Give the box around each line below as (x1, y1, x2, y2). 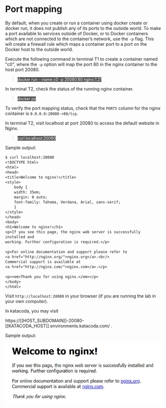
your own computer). (5, 298, 48, 304)
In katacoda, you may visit (5, 307, 58, 314)
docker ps (17, 96, 36, 102)
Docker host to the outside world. (5, 46, 73, 52)
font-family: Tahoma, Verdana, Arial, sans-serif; (14, 200, 121, 204)
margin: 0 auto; (14, 195, 48, 200)
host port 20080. (5, 66, 40, 73)
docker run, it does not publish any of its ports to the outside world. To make (5, 25, 161, 31)
